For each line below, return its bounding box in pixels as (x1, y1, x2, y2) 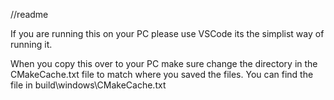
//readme (10, 9, 49, 20)
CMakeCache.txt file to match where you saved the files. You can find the (10, 69, 314, 80)
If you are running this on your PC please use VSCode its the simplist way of (10, 28, 325, 39)
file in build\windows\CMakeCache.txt (10, 79, 167, 91)
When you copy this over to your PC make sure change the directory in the (10, 58, 318, 69)
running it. (10, 39, 53, 50)
